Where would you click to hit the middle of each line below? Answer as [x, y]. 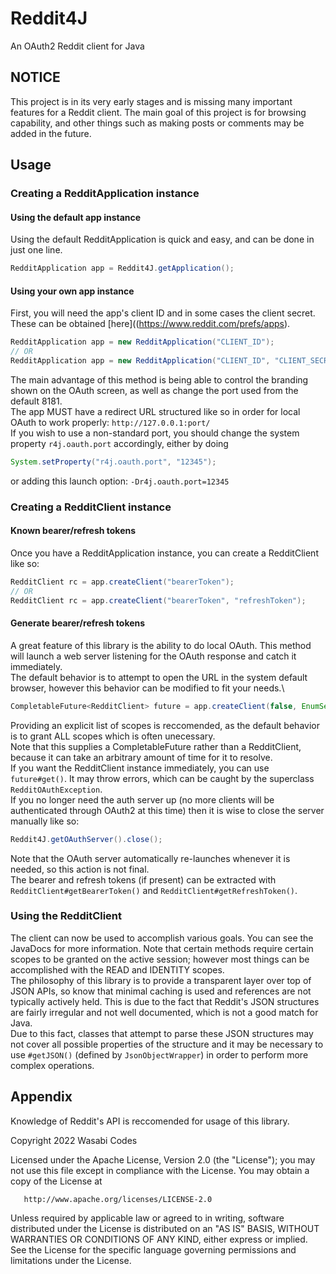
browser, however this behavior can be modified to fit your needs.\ [147, 688]
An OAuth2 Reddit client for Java [77, 46]
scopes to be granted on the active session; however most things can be [160, 959]
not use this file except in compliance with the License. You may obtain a [160, 1170]
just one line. [36, 250]
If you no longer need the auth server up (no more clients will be [142, 799]
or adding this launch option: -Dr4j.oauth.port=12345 [120, 481]
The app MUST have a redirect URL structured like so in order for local [155, 411]
